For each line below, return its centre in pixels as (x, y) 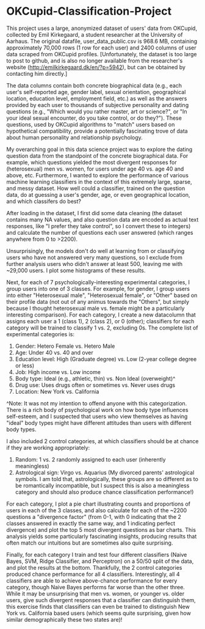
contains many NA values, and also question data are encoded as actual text (103, 219)
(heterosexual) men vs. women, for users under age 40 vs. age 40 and (95, 169)
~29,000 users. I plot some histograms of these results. (76, 270)
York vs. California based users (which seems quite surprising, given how (99, 613)
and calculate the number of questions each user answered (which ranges (100, 232)
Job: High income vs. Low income (58, 372)
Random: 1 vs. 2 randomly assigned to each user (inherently (90, 459)
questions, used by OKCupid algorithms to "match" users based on (91, 124)
